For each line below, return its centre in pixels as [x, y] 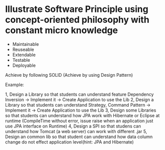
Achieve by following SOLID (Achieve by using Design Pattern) [69, 75]
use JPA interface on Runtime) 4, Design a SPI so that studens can [73, 126]
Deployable [24, 65]
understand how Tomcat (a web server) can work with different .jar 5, [76, 131]
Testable [21, 60]
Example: [15, 84]
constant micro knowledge [62, 30]
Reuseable [23, 49]
